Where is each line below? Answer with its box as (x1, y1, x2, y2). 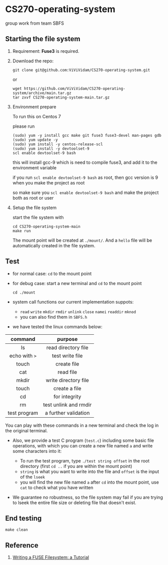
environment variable (12, 164, 57, 170)
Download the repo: (12, 58, 54, 64)
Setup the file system (12, 205, 57, 211)
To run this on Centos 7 (12, 113, 61, 119)
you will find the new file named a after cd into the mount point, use (20, 479, 159, 485)
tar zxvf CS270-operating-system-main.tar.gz (12, 95, 110, 100)
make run (12, 228, 31, 233)
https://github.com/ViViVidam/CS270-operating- (24, 86, 126, 91)
